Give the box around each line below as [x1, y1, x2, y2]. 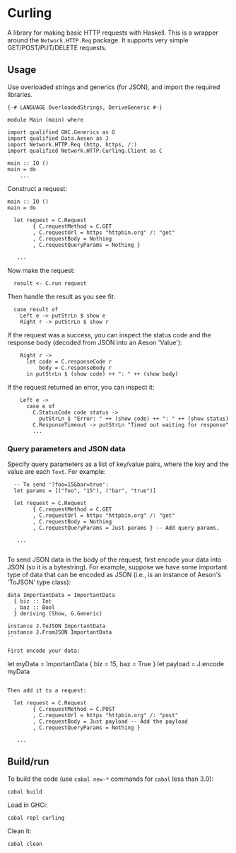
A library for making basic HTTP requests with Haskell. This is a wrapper [7, 28, 219, 37]
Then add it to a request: [7, 687, 87, 695]
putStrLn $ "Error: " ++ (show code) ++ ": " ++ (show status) [38, 415, 230, 422]
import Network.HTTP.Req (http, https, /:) [7, 141, 138, 148]
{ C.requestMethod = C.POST [33, 706, 115, 713]
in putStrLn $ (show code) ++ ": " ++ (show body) [25, 370, 179, 378]
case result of [13, 306, 59, 313]
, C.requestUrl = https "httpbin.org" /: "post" [33, 712, 179, 719]
